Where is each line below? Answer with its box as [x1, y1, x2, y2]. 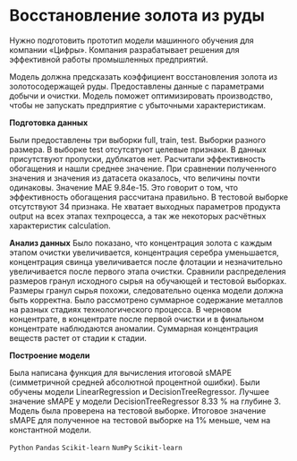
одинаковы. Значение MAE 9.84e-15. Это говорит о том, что [9, 182, 239, 192]
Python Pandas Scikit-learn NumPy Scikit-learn [9, 443, 183, 452]
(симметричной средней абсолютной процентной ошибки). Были [9, 377, 261, 388]
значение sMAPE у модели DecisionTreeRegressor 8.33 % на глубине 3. [9, 396, 282, 406]
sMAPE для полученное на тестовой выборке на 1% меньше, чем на [9, 414, 271, 425]
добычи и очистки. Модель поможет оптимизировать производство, [9, 90, 273, 101]
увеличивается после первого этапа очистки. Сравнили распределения [9, 266, 286, 277]
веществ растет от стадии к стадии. [9, 332, 148, 343]
